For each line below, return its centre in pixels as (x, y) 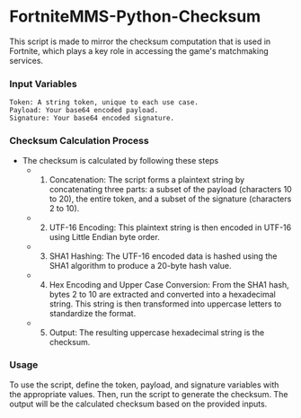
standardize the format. (93, 313)
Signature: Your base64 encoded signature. (92, 119)
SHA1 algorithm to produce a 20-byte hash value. (140, 265)
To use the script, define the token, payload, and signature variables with (144, 385)
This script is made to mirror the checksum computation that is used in (140, 41)
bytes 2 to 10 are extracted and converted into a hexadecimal (162, 294)
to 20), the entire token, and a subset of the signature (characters (170, 199)
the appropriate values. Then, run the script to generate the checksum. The (149, 394)
